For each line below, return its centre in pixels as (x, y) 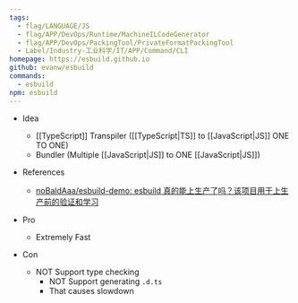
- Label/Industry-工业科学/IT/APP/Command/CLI (103, 51)
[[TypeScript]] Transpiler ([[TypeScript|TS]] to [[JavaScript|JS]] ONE (162, 135)
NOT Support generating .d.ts (106, 281)
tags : (19, 17)
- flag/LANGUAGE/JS (54, 26)
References (43, 172)
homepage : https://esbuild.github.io (80, 59)
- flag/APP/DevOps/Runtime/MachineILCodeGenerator (114, 34)
